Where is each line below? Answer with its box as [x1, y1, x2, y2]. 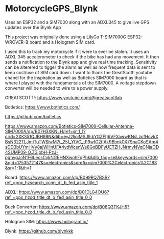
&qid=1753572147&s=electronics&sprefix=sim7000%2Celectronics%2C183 [5, 159, 157, 165]
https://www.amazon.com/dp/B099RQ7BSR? [19, 174, 110, 180]
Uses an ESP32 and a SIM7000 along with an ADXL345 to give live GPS [5, 19, 149, 25]
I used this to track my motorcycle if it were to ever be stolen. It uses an [5, 49, 149, 54]
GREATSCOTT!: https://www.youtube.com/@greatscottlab [5, 94, 122, 101]
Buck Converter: [5, 204, 38, 210]
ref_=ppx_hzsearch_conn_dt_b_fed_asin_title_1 [5, 180, 98, 186]
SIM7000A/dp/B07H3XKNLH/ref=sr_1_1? [5, 128, 86, 134]
